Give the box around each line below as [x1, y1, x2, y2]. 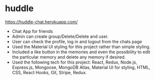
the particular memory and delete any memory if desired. [12, 54, 126, 60]
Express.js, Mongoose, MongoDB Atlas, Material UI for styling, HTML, [12, 64, 151, 70]
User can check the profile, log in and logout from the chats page [12, 38, 142, 44]
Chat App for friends [12, 28, 53, 34]
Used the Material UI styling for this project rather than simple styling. [12, 44, 151, 49]
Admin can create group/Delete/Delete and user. [12, 33, 109, 39]
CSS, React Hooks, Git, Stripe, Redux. [12, 69, 87, 75]
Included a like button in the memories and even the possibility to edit [12, 49, 151, 55]
